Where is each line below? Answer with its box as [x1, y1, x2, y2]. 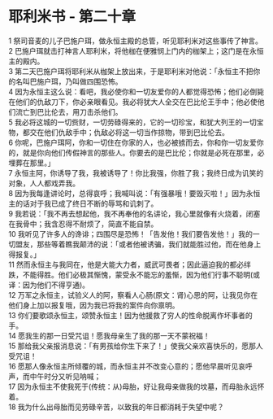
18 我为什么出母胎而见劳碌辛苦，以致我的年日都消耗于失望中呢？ [8, 402, 225, 412]
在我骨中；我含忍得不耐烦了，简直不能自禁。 [8, 219, 158, 229]
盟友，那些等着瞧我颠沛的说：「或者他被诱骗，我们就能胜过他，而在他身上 [15, 239, 262, 249]
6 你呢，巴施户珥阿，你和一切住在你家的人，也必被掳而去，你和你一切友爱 [8, 137, 258, 147]
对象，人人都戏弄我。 [8, 178, 80, 188]
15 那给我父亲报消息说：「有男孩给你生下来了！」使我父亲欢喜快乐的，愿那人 [8, 341, 263, 351]
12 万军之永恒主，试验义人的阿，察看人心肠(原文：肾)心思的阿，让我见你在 [8, 290, 258, 299]
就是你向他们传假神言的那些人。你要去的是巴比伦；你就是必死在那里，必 [22, 147, 265, 157]
